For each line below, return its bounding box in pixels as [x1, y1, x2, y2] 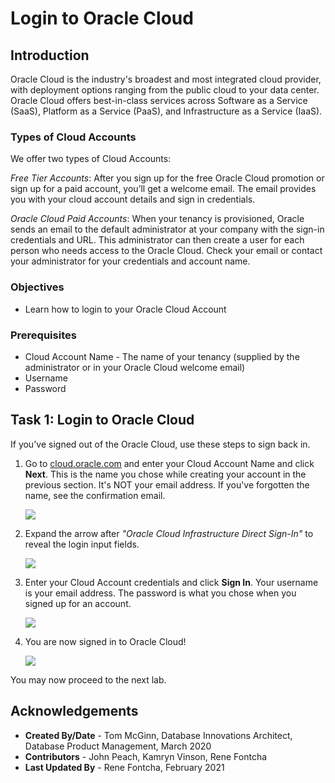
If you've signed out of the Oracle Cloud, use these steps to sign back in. [10, 438, 311, 450]
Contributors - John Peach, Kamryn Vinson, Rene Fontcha [24, 750, 268, 762]
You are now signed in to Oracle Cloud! [24, 635, 187, 647]
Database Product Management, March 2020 [24, 740, 212, 752]
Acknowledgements [10, 703, 139, 720]
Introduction [10, 47, 90, 64]
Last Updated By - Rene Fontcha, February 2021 [24, 761, 225, 773]
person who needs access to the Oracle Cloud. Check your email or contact [10, 245, 323, 257]
